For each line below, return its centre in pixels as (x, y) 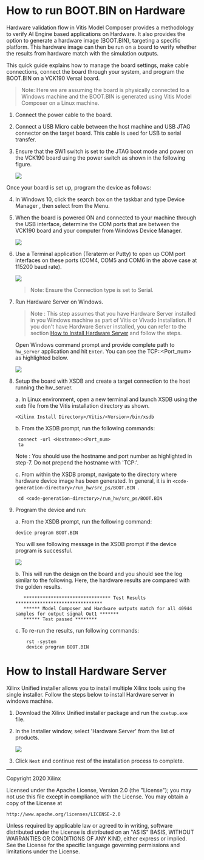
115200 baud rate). (38, 266)
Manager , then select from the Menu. (63, 205)
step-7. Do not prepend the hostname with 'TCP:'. (77, 462)
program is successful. (44, 550)
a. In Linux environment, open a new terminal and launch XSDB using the (106, 399)
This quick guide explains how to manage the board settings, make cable (98, 65)
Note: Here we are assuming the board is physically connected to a (105, 90)
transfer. (25, 139)
